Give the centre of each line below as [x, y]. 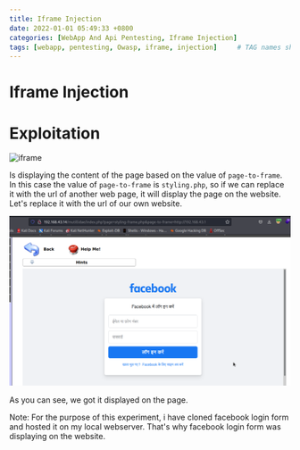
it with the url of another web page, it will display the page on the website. [145, 194]
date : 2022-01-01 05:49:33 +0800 [71, 28]
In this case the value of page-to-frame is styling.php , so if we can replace [147, 185]
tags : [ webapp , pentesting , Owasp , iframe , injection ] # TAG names [145, 47]
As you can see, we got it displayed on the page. [99, 400]
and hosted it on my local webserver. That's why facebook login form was [145, 427]
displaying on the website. [57, 437]
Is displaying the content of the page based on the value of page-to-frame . [146, 175]
